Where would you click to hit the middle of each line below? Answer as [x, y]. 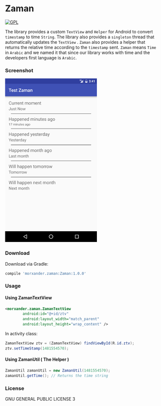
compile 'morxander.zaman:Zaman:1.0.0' [46, 273]
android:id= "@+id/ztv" [46, 314]
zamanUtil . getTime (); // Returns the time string [57, 376]
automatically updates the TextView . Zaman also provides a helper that [75, 42]
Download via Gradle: [27, 264]
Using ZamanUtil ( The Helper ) [37, 359]
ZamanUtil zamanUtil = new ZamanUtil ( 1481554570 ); [58, 370]
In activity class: [21, 334]
